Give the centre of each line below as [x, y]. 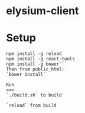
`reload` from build [32, 106]
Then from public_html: [35, 69]
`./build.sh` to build [34, 95]
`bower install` [26, 75]
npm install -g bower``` [37, 64]
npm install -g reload [34, 54]
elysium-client [42, 11]
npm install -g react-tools [41, 59]
